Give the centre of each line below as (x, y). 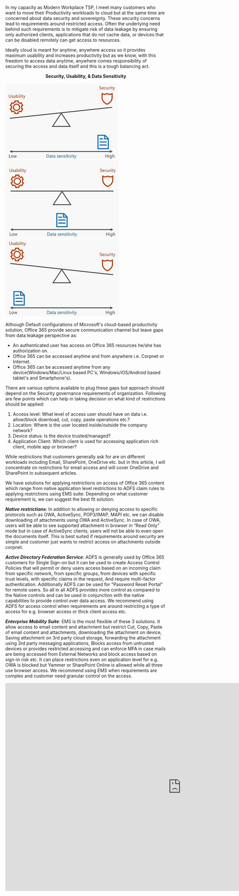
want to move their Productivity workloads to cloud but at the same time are (85, 13)
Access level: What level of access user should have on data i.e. (80, 414)
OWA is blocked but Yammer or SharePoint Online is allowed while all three (84, 665)
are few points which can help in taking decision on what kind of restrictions (85, 399)
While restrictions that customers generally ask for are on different (75, 457)
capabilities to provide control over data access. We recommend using (80, 601)
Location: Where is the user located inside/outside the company (80, 425)
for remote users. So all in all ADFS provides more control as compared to (83, 590)
